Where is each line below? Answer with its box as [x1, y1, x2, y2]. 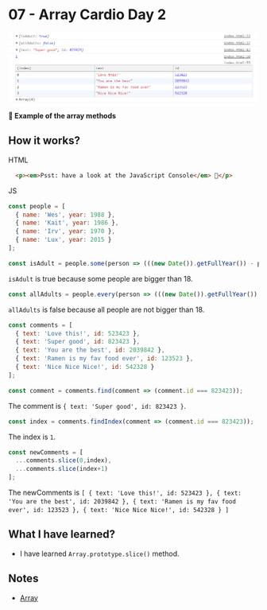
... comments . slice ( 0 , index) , [15, 457, 112, 464]
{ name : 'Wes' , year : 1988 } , [15, 211, 115, 219]
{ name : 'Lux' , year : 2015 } [15, 236, 112, 244]
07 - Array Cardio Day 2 [8, 6, 167, 24]
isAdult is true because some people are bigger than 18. [8, 274, 193, 283]
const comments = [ [8, 321, 73, 329]
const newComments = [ [8, 448, 83, 457]
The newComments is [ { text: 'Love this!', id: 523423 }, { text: [8, 488, 242, 498]
